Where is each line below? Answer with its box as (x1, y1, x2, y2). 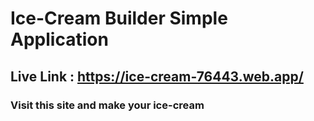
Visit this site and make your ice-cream (10, 98, 205, 112)
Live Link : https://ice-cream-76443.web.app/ (10, 68, 304, 85)
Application (10, 28, 109, 51)
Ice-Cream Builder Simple (10, 7, 228, 30)
